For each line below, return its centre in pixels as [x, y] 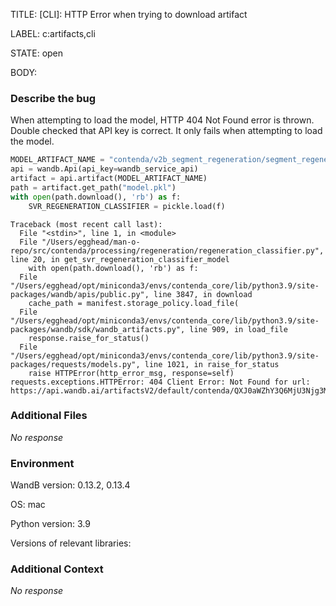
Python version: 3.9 [50, 524]
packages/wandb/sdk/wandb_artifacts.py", [98, 329]
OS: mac [28, 505]
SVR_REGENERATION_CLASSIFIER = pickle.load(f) [127, 206]
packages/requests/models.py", [75, 364]
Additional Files [49, 416]
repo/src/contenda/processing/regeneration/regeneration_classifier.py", [167, 250]
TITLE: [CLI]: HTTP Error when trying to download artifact [129, 14]
